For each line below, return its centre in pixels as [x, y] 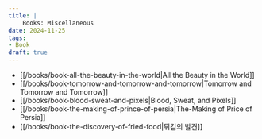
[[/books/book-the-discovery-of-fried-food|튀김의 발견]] [111, 127]
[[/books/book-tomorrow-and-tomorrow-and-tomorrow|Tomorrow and [135, 83]
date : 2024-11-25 [37, 30]
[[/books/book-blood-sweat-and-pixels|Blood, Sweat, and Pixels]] [128, 100]
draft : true [28, 52]
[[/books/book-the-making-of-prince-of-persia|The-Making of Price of [136, 109]
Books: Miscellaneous [58, 23]
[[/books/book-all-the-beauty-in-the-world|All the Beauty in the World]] [137, 75]
